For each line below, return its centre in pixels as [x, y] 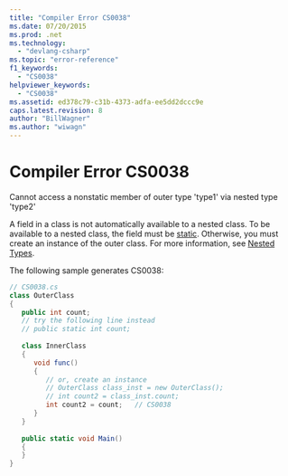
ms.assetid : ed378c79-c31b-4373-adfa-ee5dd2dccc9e [107, 102]
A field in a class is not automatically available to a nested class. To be [140, 224]
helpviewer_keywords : [50, 85]
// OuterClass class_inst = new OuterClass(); [135, 388]
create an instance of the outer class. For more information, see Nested [142, 243]
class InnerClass [54, 346]
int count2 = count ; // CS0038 [108, 405]
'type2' [23, 206]
